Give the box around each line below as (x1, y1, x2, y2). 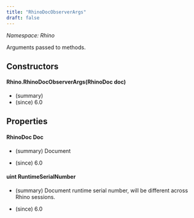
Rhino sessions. (15, 193, 55, 200)
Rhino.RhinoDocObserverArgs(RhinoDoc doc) (6, 78, 126, 86)
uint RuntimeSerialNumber (6, 173, 76, 181)
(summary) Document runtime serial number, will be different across (15, 187, 188, 194)
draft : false (6, 15, 40, 21)
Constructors (6, 61, 59, 71)
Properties (6, 116, 48, 127)
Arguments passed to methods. (6, 44, 86, 51)
